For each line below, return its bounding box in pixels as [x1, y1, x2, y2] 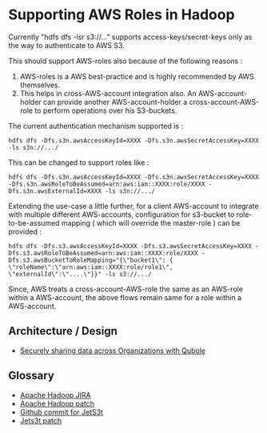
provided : [8, 227, 42, 236]
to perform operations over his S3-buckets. [34, 106, 177, 115]
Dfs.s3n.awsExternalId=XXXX [8, 186, 102, 195]
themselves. [19, 80, 61, 90]
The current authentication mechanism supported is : [8, 121, 184, 130]
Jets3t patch [19, 415, 62, 425]
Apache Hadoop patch [19, 399, 94, 408]
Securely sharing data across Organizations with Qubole [19, 346, 206, 355]
